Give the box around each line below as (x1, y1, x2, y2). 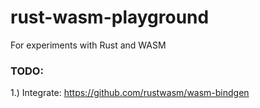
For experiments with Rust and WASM (10, 39, 167, 51)
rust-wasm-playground (10, 6, 210, 29)
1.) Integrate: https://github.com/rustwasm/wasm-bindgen (10, 87, 250, 99)
